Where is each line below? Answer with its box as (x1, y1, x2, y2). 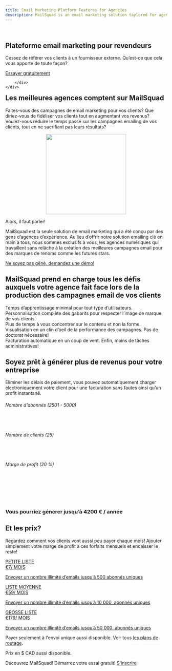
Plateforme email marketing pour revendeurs (5, 41, 152, 50)
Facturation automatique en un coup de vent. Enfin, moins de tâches (5, 337, 149, 343)
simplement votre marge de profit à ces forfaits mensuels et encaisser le (5, 543, 159, 549)
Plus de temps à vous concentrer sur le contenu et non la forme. (5, 321, 141, 327)
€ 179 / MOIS (5, 615, 30, 621)
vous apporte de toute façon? (5, 60, 68, 67)
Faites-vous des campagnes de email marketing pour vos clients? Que (5, 107, 154, 113)
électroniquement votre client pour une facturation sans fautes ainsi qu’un (5, 385, 161, 391)
